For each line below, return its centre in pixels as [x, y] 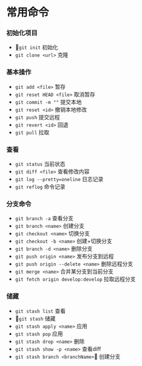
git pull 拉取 [32, 132]
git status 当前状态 [40, 164]
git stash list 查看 [40, 311]
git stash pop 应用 [39, 333]
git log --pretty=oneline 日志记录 [59, 179]
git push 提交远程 [38, 117]
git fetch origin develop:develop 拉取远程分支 [75, 279]
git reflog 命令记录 [40, 187]
